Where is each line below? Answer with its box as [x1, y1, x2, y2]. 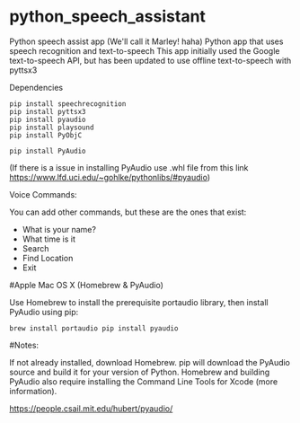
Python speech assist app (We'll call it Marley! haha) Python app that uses [9, 36, 284, 47]
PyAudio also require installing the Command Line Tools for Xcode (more [9, 375, 278, 387]
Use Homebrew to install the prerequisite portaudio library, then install [9, 296, 269, 307]
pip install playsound [9, 123, 94, 132]
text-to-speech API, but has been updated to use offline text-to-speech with [9, 55, 292, 66]
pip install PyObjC [9, 130, 83, 140]
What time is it [22, 234, 76, 244]
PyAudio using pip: [9, 306, 79, 317]
